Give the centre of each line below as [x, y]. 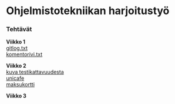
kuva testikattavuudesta [35, 72]
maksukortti [21, 85]
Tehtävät [19, 29]
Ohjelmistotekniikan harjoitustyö [88, 11]
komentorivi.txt [24, 55]
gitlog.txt [17, 48]
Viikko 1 [16, 42]
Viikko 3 [16, 96]
